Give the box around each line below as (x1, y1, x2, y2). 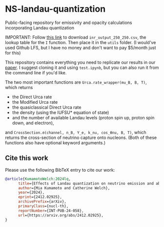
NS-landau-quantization (5, 3, 106, 15)
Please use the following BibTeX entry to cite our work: (5, 167, 115, 173)
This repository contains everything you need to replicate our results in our (5, 59, 156, 65)
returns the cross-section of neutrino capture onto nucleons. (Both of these (5, 135, 157, 140)
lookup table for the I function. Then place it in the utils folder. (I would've (5, 39, 156, 45)
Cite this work (5, 154, 48, 162)
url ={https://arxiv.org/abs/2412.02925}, (18, 213, 104, 218)
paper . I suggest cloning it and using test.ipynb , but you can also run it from (5, 65, 159, 70)
